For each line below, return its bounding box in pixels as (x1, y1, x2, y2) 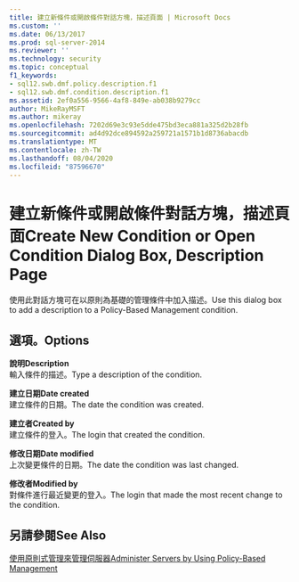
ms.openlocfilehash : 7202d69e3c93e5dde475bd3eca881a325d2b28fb (9, 121, 249, 130)
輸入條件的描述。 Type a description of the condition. (9, 369, 203, 380)
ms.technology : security (9, 54, 101, 63)
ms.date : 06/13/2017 (9, 29, 86, 38)
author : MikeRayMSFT (9, 104, 86, 113)
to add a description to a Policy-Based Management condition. (9, 305, 238, 316)
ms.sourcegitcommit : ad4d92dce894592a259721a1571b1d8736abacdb (9, 129, 249, 138)
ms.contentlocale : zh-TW (9, 145, 101, 154)
